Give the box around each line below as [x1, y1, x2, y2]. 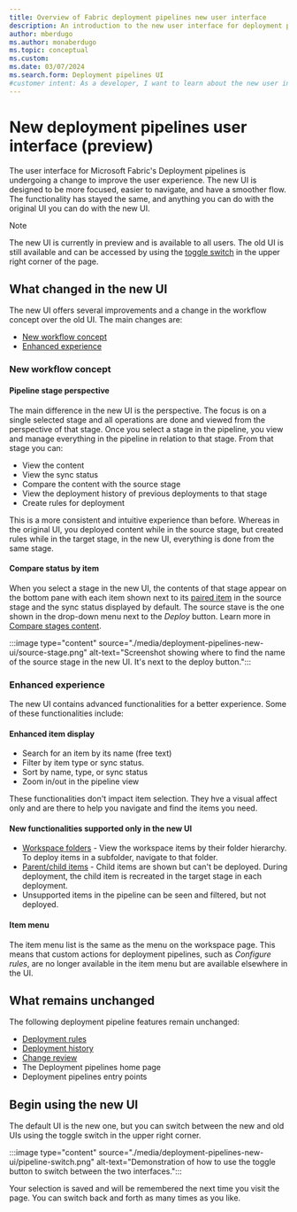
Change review [21, 1053, 78, 1063]
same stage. [9, 542, 55, 554]
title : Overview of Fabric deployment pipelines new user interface [9, 12, 267, 22]
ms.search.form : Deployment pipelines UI [9, 71, 164, 80]
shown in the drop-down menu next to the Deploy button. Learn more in [9, 610, 271, 621]
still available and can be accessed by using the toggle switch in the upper [9, 246, 280, 257]
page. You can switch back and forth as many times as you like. [9, 1193, 241, 1203]
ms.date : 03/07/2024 [9, 63, 86, 72]
